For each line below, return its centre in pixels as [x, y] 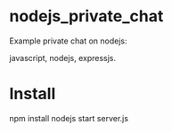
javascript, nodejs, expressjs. [63, 58]
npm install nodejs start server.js [69, 118]
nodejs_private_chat [86, 16]
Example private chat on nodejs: [68, 41]
